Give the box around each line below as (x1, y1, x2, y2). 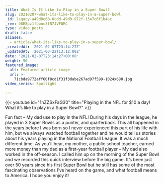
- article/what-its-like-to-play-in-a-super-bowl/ (9, 40, 117, 45)
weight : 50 (5, 58, 28, 63)
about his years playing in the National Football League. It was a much (5, 135, 149, 141)
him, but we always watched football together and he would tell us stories (5, 130, 156, 136)
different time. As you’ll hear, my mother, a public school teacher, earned (5, 140, 154, 147)
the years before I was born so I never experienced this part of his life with (5, 125, 158, 131)
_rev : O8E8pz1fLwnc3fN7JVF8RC (5, 21, 68, 26)
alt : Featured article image (9, 68, 70, 73)
